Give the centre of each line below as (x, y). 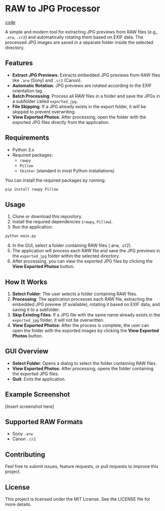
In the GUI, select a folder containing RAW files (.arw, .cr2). (72, 245)
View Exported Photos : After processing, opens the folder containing (83, 368)
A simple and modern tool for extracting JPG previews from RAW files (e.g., (82, 32)
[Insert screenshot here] (30, 406)
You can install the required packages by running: (55, 180)
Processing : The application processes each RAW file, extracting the (82, 299)
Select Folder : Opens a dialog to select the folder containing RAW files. (84, 363)
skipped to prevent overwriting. (44, 112)
